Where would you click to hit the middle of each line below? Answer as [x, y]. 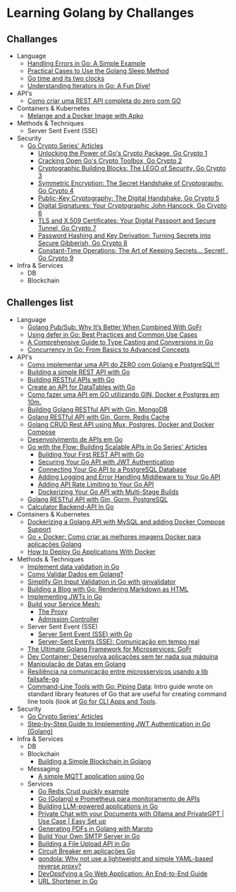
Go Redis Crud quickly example [83, 791]
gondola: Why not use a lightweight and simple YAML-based [125, 858]
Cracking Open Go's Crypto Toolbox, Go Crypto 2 [110, 161]
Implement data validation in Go [73, 566]
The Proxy [53, 612]
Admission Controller [68, 619]
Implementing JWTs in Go [65, 596]
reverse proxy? [60, 866]
